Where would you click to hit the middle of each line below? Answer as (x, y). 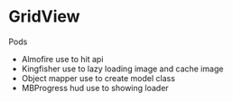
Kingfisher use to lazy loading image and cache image (122, 69)
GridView (44, 17)
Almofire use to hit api (62, 59)
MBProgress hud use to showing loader (95, 88)
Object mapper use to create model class (98, 78)
